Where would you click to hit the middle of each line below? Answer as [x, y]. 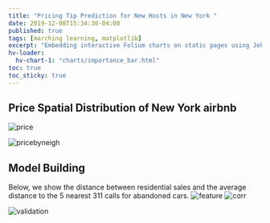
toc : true [25, 68]
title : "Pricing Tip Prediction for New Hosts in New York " [113, 16]
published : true [35, 30]
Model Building [47, 168]
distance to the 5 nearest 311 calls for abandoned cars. [99, 196]
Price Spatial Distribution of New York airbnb [123, 108]
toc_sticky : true [37, 75]
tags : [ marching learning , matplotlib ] [75, 38]
